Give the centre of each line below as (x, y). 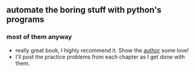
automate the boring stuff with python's (84, 10)
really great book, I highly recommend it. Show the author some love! (102, 50)
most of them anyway (39, 37)
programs (25, 20)
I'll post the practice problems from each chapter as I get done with (100, 57)
